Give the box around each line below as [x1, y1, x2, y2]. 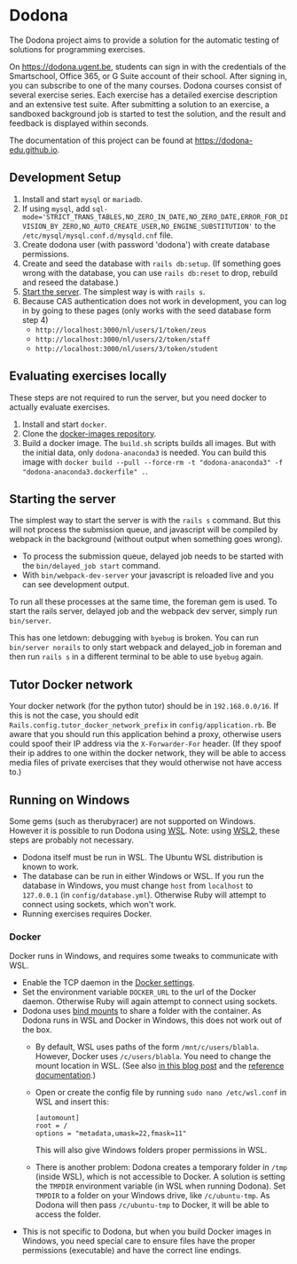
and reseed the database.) [21, 277, 120, 287]
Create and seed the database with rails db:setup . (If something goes [21, 258, 282, 269]
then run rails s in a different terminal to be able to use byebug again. [9, 651, 264, 662]
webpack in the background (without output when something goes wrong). [9, 534, 284, 545]
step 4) [21, 314, 49, 325]
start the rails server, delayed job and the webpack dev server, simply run [9, 606, 277, 616]
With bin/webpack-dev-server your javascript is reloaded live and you [21, 569, 275, 581]
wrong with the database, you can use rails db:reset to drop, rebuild [21, 267, 278, 278]
